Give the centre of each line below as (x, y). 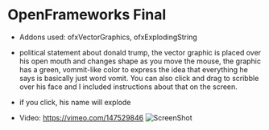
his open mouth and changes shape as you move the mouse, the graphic (140, 61)
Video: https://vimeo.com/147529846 (81, 117)
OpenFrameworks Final (87, 15)
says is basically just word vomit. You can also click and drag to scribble (139, 78)
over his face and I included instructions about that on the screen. (128, 87)
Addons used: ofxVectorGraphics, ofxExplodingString (108, 37)
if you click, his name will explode (75, 102)
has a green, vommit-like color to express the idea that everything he (134, 69)
